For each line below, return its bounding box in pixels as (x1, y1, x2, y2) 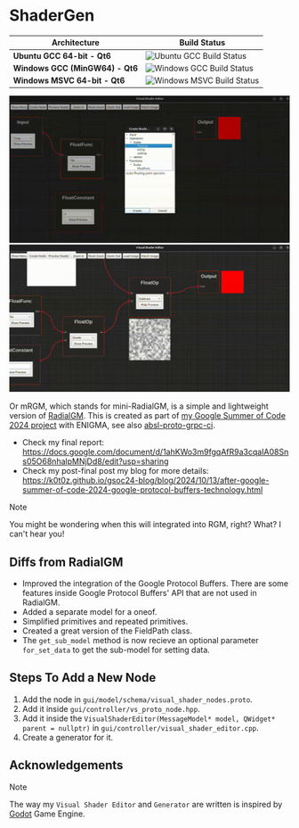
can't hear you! (9, 528, 65, 540)
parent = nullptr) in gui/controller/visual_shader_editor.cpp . (21, 722, 260, 733)
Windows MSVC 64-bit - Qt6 (12, 75, 125, 86)
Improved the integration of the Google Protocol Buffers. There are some (21, 578, 289, 589)
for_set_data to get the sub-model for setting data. (21, 644, 211, 656)
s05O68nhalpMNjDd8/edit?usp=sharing (21, 456, 169, 467)
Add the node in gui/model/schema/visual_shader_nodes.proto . (21, 693, 254, 705)
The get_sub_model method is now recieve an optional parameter (21, 635, 259, 646)
